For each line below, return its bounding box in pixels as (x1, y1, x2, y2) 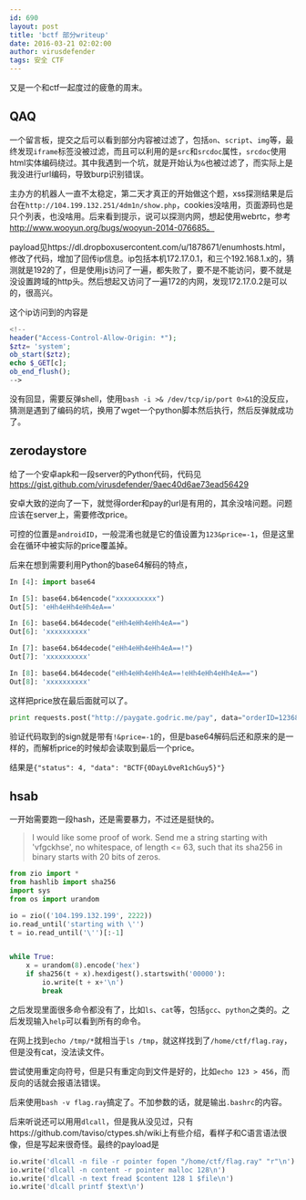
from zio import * (9, 869, 79, 879)
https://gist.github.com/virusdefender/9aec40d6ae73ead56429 (9, 478, 249, 489)
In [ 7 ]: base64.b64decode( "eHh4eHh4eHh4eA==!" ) (9, 644, 194, 653)
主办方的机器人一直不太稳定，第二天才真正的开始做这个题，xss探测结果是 (9, 188, 286, 199)
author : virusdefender (9, 47, 96, 57)
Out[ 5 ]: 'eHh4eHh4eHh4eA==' (9, 602, 117, 611)
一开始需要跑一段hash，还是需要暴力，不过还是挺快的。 (9, 814, 219, 825)
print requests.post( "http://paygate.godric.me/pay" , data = (9, 713, 243, 722)
